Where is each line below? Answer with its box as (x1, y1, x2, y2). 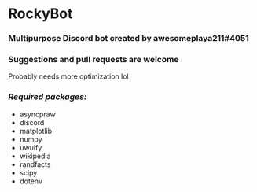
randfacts (19, 159, 51, 169)
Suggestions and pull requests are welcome (8, 54, 179, 65)
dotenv (19, 176, 43, 186)
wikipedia (19, 151, 51, 161)
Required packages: (8, 91, 87, 102)
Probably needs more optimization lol (8, 72, 130, 81)
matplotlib (19, 126, 53, 135)
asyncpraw (19, 109, 57, 119)
